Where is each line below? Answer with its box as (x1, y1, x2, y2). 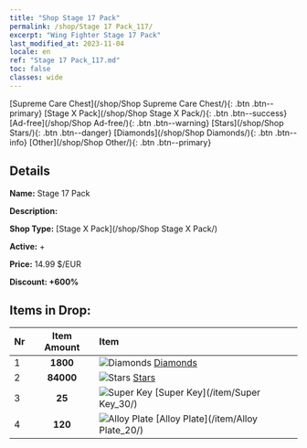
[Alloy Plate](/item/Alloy (154, 412, 259, 425)
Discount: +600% (9, 276, 79, 287)
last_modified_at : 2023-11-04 (9, 38, 125, 48)
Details (9, 164, 50, 179)
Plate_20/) (99, 424, 144, 437)
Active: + (9, 240, 46, 251)
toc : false (9, 65, 51, 74)
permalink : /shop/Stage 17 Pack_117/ (9, 22, 153, 31)
